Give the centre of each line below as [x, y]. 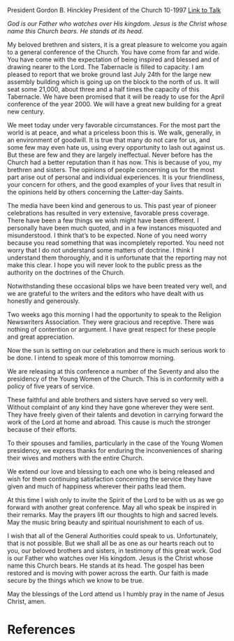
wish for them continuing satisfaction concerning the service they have [109, 479]
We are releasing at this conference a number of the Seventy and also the [113, 371]
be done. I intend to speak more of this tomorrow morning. [92, 358]
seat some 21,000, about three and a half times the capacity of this [103, 89]
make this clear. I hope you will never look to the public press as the [105, 265]
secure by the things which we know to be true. [76, 580]
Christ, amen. [27, 601]
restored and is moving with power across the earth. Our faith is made [108, 573]
